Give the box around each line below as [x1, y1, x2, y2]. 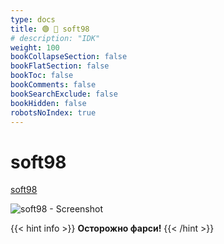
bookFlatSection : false [10, 61, 110, 71]
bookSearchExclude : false [10, 89, 118, 99]
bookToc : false [10, 71, 74, 81]
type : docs [10, 14, 56, 25]
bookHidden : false [10, 98, 87, 108]
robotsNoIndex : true [10, 107, 97, 118]
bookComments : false [10, 80, 97, 90]
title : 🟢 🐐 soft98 [10, 24, 90, 34]
